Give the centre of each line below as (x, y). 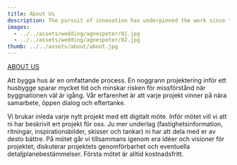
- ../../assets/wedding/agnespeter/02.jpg (77, 40)
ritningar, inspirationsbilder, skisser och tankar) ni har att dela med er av (112, 132)
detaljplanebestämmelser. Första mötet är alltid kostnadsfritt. (96, 154)
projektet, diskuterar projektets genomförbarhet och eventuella (99, 146)
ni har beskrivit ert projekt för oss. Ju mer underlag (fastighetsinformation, (115, 124)
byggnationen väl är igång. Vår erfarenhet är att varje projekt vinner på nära (117, 95)
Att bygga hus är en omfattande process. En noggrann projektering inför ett (117, 80)
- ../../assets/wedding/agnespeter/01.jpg (77, 33)
